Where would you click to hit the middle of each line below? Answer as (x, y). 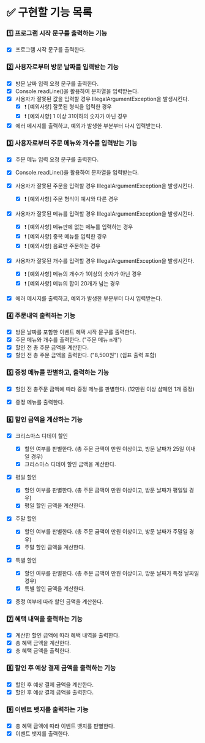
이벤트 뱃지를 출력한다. (42, 734)
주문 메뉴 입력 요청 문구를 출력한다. (57, 159)
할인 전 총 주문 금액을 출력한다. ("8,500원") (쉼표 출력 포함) (86, 355)
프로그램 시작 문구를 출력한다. (50, 50)
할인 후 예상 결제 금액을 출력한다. (54, 692)
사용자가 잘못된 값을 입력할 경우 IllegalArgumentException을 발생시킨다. (102, 99)
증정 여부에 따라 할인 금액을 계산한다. (59, 602)
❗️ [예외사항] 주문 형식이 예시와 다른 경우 (71, 198)
